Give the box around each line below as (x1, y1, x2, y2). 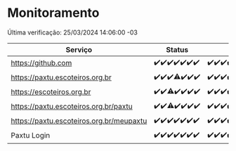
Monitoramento (7, 5, 100, 21)
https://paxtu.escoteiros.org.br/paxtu (11, 102, 133, 112)
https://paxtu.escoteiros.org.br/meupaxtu (11, 116, 147, 126)
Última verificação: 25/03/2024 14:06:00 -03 (7, 28, 138, 37)
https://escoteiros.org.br (11, 87, 91, 97)
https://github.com (11, 58, 72, 68)
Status (166, 44, 188, 54)
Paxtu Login (11, 131, 51, 140)
